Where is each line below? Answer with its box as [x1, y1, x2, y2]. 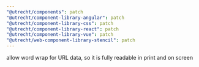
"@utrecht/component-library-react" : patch [6, 26, 119, 32]
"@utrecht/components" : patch [6, 9, 84, 15]
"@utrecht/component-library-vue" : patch [6, 32, 114, 38]
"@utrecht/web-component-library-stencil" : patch [6, 37, 136, 43]
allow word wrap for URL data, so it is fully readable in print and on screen [6, 54, 193, 61]
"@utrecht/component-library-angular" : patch [6, 15, 124, 21]
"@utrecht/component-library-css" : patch [6, 20, 114, 26]
